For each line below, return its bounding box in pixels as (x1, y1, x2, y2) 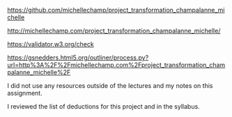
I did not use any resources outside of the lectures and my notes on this (7, 82, 213, 89)
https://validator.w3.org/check (7, 40, 94, 48)
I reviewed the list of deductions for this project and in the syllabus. (7, 102, 200, 110)
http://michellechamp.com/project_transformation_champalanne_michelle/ (7, 27, 221, 35)
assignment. (7, 89, 43, 97)
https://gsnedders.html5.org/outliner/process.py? (7, 53, 149, 62)
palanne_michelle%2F (7, 69, 71, 76)
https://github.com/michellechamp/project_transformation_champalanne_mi (7, 6, 225, 14)
